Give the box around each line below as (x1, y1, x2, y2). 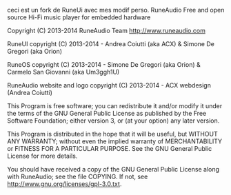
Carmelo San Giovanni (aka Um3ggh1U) (7, 68, 120, 76)
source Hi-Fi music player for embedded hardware (7, 13, 151, 21)
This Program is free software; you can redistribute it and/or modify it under (7, 102, 223, 110)
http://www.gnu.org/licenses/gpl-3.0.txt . (7, 180, 122, 188)
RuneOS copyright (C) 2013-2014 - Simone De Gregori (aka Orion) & (7, 61, 201, 68)
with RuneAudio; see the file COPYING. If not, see (7, 172, 148, 181)
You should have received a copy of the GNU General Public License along (7, 165, 219, 173)
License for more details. (7, 152, 78, 160)
